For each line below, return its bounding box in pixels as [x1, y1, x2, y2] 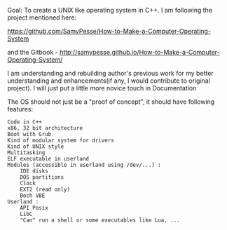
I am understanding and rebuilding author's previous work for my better [7, 69, 214, 77]
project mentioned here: [7, 13, 77, 22]
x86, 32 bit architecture [7, 125, 83, 132]
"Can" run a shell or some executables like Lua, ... [20, 217, 180, 224]
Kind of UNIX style [7, 143, 64, 150]
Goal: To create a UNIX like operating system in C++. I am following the [7, 6, 212, 14]
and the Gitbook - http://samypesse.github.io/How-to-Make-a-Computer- [7, 48, 220, 56]
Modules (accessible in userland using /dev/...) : [7, 161, 161, 168]
